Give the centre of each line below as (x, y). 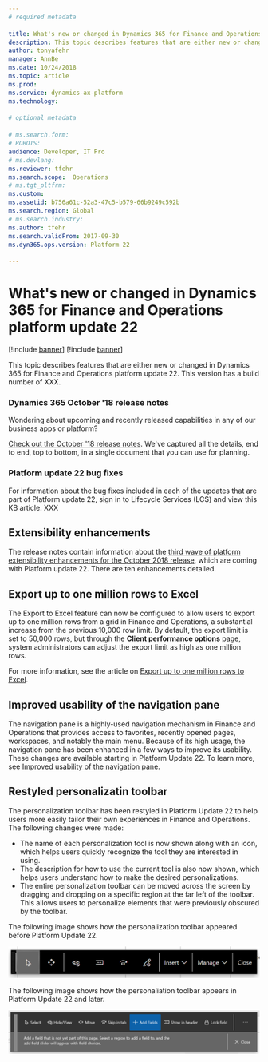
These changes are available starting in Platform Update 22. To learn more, (132, 758)
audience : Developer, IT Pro (57, 152)
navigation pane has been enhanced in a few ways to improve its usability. (130, 750)
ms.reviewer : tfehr (41, 169)
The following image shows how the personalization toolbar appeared (123, 926)
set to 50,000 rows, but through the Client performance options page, (124, 638)
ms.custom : (26, 194)
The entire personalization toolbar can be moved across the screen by (135, 885)
